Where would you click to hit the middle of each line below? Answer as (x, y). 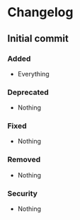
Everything (33, 74)
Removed (24, 160)
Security (22, 193)
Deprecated (28, 92)
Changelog (40, 12)
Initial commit (38, 39)
